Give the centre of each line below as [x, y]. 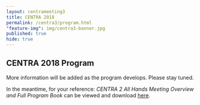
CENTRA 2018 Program [50, 63]
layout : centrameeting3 [36, 12]
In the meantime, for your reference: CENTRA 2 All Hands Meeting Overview [100, 89]
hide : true [20, 39]
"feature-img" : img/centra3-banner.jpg [56, 28]
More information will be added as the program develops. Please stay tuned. [100, 77]
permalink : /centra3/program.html [49, 23]
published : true [26, 34]
